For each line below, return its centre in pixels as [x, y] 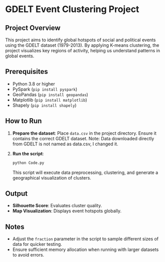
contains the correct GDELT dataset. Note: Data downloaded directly [83, 138]
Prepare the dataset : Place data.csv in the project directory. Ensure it [85, 133]
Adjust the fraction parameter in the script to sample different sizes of [86, 239]
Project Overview [33, 28]
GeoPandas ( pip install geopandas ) [50, 95]
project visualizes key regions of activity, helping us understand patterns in [83, 51]
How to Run [24, 121]
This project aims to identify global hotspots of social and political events [80, 40]
